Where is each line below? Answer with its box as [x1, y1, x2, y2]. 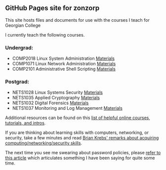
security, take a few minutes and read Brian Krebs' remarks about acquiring [5, 135, 159, 141]
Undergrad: [5, 44, 34, 51]
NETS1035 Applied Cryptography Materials [12, 95, 100, 101]
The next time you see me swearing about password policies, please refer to [5, 150, 161, 156]
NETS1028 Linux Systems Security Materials [12, 89, 103, 95]
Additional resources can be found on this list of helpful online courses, [5, 115, 151, 121]
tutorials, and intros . [5, 120, 46, 126]
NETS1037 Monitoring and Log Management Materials [12, 105, 123, 111]
